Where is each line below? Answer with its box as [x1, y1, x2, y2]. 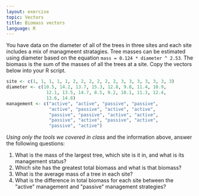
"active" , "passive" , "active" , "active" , [48, 106, 156, 112]
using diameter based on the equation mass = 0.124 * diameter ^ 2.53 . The [6, 54, 194, 61]
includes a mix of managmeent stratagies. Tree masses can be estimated [6, 48, 186, 55]
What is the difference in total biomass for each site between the [14, 177, 174, 184]
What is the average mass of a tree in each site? [14, 170, 133, 178]
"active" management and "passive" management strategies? [14, 183, 166, 191]
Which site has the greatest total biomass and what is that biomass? [14, 164, 182, 172]
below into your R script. [6, 67, 66, 74]
